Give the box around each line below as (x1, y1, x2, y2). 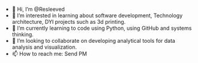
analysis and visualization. (11, 43, 77, 51)
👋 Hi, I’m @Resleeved (11, 6, 65, 12)
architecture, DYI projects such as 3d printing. (11, 18, 126, 25)
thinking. (11, 31, 34, 38)
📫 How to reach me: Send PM (11, 51, 87, 57)
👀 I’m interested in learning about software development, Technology (11, 12, 183, 19)
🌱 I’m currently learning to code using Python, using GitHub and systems (11, 24, 192, 31)
